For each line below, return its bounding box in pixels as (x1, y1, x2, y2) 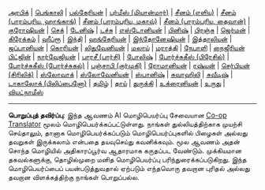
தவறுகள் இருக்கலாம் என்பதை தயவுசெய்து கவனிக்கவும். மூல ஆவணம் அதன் (8, 137, 241, 146)
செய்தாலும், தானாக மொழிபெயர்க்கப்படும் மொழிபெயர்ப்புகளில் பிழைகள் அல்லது (8, 129, 248, 137)
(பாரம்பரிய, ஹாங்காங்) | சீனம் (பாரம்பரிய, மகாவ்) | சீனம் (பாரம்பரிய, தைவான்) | (8, 17, 251, 25)
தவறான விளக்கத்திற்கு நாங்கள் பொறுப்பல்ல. (8, 173, 140, 181)
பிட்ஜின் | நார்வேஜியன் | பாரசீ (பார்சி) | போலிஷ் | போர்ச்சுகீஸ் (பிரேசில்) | (8, 52, 230, 61)
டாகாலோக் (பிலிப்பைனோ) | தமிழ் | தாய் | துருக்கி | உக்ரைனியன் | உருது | (8, 79, 226, 88)
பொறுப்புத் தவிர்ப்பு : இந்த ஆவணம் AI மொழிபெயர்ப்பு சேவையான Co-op (8, 110, 227, 120)
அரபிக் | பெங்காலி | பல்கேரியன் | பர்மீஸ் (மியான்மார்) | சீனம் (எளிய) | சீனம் (8, 8, 237, 17)
